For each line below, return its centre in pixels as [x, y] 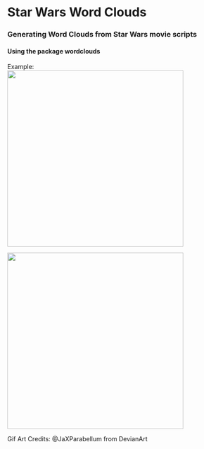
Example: [21, 67]
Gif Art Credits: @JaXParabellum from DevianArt [77, 439]
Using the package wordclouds [54, 51]
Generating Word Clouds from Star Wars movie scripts [102, 35]
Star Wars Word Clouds [77, 12]
